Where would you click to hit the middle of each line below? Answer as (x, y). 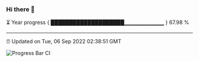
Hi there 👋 (21, 9)
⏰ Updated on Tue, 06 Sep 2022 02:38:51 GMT (64, 42)
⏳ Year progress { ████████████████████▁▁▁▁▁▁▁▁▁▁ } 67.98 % (98, 22)
